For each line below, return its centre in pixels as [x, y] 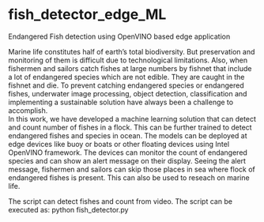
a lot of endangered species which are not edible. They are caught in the [126, 77]
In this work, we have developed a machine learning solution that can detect [132, 119]
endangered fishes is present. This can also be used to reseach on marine [129, 177]
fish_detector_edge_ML [87, 15]
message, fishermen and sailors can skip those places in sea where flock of [132, 169]
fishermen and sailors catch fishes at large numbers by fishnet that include [130, 68]
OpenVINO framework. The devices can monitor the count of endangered [128, 152]
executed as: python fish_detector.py [68, 209]
